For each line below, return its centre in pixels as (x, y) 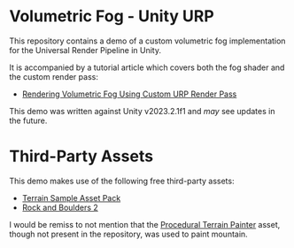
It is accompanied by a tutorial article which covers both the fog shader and (147, 67)
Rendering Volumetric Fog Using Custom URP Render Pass (129, 94)
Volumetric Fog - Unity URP (112, 16)
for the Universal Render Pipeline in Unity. (85, 50)
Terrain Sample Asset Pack (71, 198)
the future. (28, 120)
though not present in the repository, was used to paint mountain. (128, 234)
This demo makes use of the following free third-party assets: (122, 181)
